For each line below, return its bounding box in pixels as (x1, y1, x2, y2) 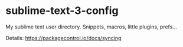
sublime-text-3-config (5, 4, 119, 17)
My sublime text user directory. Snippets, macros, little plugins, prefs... (5, 23, 178, 30)
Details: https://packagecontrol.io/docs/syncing (5, 34, 122, 41)
